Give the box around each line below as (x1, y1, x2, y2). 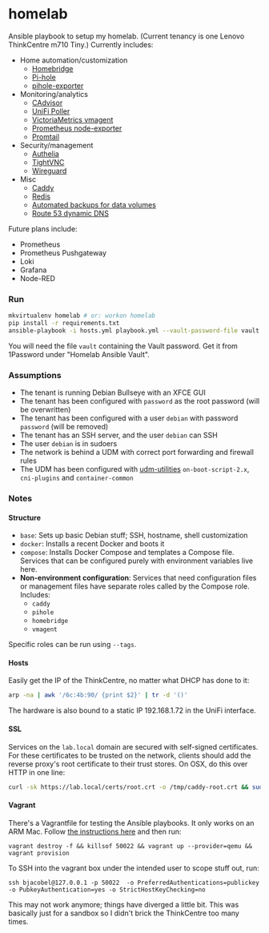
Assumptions (8, 369, 62, 380)
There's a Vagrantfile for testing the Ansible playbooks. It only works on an (8, 818, 255, 827)
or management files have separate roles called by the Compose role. (19, 581, 250, 591)
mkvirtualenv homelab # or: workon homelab (8, 312, 156, 320)
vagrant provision (8, 849, 70, 857)
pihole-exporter (31, 81, 84, 90)
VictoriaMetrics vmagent (31, 115, 114, 124)
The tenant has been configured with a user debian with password (19, 413, 239, 423)
